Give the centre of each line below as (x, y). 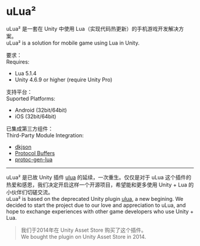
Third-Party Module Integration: (45, 135)
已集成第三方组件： (30, 128)
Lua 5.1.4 (26, 73)
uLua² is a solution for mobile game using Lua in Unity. (73, 43)
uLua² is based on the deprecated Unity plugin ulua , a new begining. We (95, 198)
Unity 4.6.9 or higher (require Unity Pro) (63, 80)
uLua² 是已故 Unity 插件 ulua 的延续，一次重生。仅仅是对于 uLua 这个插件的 (99, 177)
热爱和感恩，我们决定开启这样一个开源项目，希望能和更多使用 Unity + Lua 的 (100, 184)
